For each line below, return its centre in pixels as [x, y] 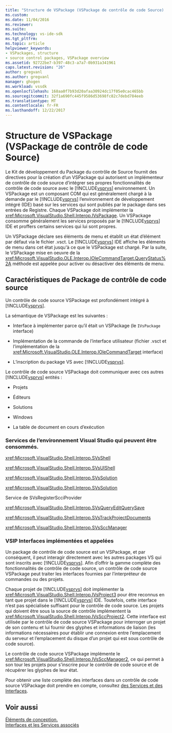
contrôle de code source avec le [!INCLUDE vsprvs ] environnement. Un [80, 188]
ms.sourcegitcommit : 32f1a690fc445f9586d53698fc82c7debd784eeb [74, 96]
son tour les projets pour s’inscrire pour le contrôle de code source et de [82, 665]
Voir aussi [22, 707]
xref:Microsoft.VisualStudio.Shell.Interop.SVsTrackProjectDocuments [78, 518]
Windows [23, 417]
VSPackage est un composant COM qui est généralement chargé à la [79, 194]
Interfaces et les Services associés [42, 725]
